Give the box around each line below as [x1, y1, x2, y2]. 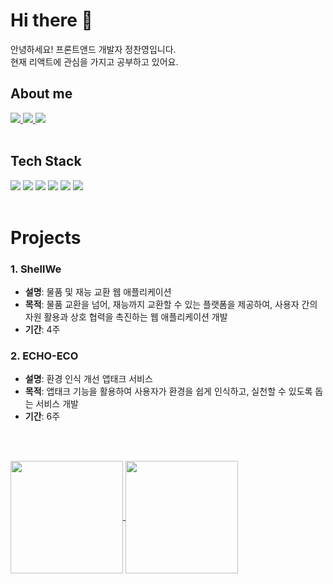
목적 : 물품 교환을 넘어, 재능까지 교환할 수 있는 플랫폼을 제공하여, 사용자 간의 [24, 299, 318, 311]
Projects [10, 226, 82, 249]
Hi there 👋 [10, 9, 93, 32]
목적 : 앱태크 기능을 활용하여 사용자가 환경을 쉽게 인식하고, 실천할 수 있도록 [24, 385, 313, 398]
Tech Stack [10, 153, 82, 170]
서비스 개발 [35, 398, 79, 410]
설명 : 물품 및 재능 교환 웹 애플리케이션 [24, 286, 172, 298]
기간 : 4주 [24, 324, 61, 336]
